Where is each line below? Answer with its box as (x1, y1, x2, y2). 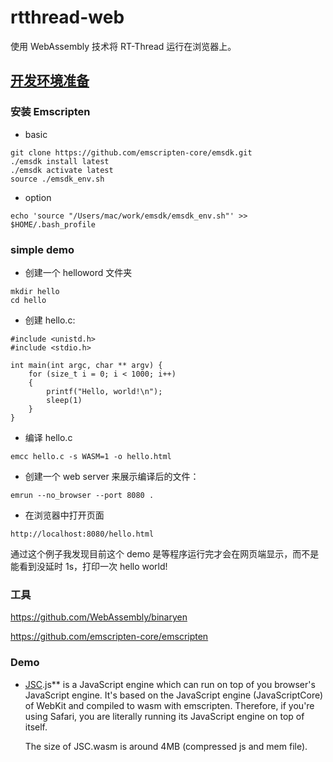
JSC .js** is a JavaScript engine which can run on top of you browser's (24, 678, 316, 690)
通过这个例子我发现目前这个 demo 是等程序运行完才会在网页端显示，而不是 (10, 547, 320, 560)
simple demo (10, 242, 75, 256)
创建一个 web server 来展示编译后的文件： (24, 470, 200, 482)
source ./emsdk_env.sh (10, 174, 105, 184)
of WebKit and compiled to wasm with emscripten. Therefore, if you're (24, 699, 315, 711)
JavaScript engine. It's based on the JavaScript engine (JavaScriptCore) (24, 689, 324, 701)
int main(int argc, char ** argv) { (10, 360, 163, 370)
